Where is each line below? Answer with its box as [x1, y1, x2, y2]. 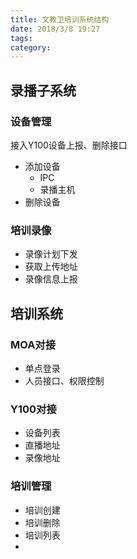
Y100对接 [10, 402, 57, 416]
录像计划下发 [24, 248, 78, 260]
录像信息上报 [24, 273, 78, 285]
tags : [10, 33, 33, 43]
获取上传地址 [24, 261, 78, 273]
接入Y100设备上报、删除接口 [10, 139, 128, 151]
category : [10, 42, 52, 53]
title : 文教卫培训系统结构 [10, 14, 110, 25]
